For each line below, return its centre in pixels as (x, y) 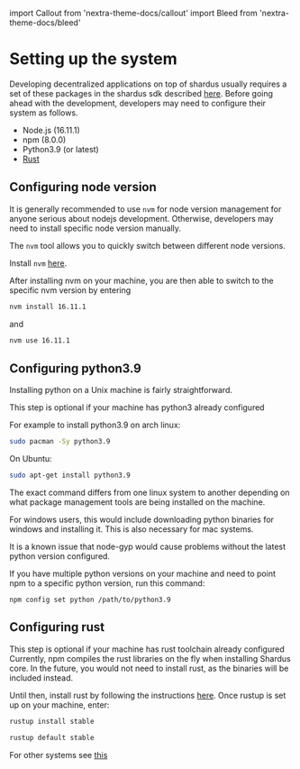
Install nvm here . (38, 263)
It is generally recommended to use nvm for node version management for (145, 209)
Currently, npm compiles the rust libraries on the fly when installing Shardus (150, 658)
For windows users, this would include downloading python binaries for (142, 520)
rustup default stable (52, 737)
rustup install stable (52, 721)
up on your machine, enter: (59, 705)
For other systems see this (59, 755)
